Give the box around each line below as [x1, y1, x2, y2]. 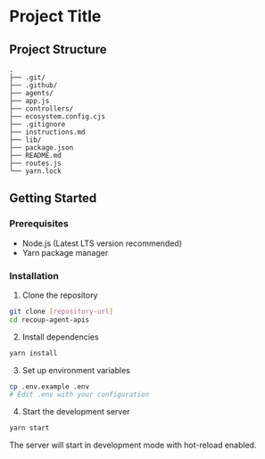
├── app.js [9, 96, 50, 105]
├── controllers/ [9, 104, 74, 113]
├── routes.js [9, 159, 62, 168]
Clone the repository [21, 290, 98, 300]
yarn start [9, 423, 50, 433]
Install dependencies [21, 332, 100, 342]
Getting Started [9, 191, 97, 206]
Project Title [9, 6, 102, 27]
